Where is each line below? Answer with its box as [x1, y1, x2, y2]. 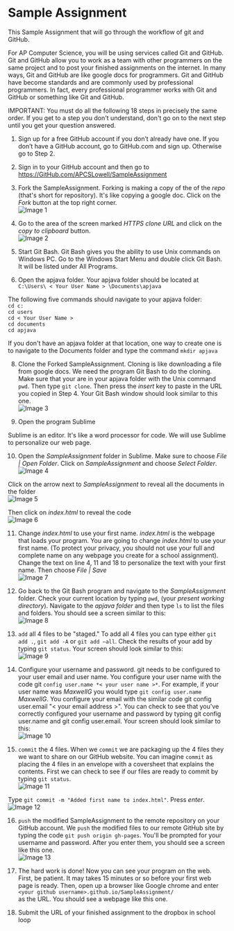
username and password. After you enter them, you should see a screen [17, 838, 225, 846]
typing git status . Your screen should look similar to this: [17, 644, 183, 653]
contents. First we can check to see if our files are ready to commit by [17, 767, 219, 775]
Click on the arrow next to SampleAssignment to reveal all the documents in [8, 480, 225, 488]
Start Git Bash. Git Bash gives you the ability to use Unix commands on [17, 247, 221, 255]
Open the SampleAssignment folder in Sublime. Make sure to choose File [17, 451, 227, 460]
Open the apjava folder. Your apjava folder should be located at [17, 276, 199, 284]
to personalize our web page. [8, 438, 92, 446]
